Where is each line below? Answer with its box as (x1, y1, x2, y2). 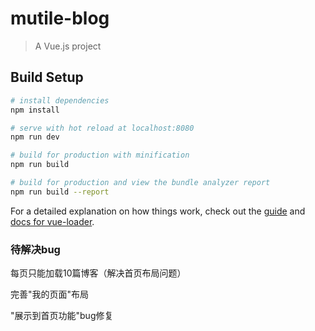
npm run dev (10, 132, 60, 142)
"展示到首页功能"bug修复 (10, 310, 114, 322)
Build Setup (10, 69, 84, 86)
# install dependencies (10, 95, 110, 106)
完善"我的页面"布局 (10, 288, 90, 301)
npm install (10, 105, 60, 115)
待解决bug (10, 242, 61, 256)
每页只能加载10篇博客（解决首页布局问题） (10, 267, 187, 279)
